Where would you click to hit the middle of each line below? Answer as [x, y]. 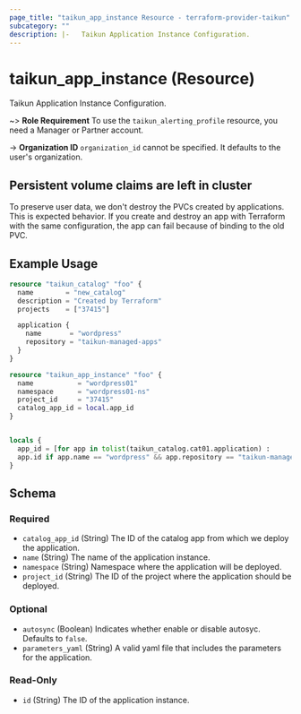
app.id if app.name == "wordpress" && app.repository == [126, 457]
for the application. [57, 657]
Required [30, 519]
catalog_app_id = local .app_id [76, 409]
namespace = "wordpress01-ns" [84, 391]
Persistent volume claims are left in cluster [131, 185]
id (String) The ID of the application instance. [106, 700]
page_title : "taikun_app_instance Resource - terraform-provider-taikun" [150, 17]
